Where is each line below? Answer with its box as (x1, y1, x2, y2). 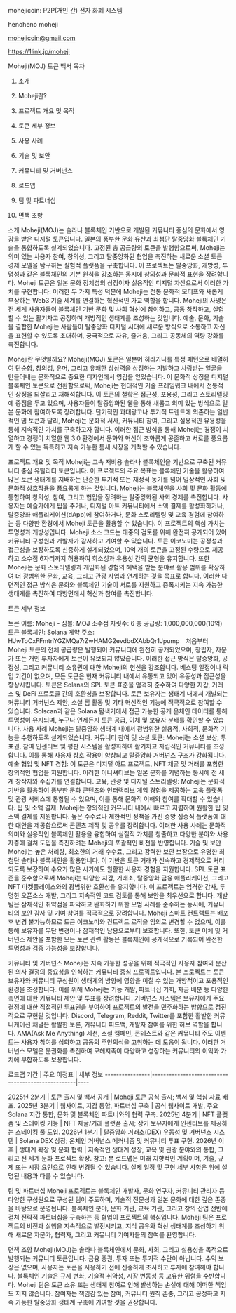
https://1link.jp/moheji (8, 48, 70, 55)
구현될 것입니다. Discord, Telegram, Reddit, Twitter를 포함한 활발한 (26, 1012, 213, 1020)
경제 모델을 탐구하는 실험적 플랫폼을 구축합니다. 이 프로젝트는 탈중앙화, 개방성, (8, 261, 221, 269)
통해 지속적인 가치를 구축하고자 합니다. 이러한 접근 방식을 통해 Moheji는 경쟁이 (8, 425, 221, 433)
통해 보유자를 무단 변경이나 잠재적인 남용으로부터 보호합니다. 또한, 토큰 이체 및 (8, 926, 221, 935)
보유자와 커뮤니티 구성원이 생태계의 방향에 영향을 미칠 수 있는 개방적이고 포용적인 (8, 977, 229, 984)
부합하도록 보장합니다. (20, 1055, 81, 1064)
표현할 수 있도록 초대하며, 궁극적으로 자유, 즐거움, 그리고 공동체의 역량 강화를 (15, 331, 225, 339)
